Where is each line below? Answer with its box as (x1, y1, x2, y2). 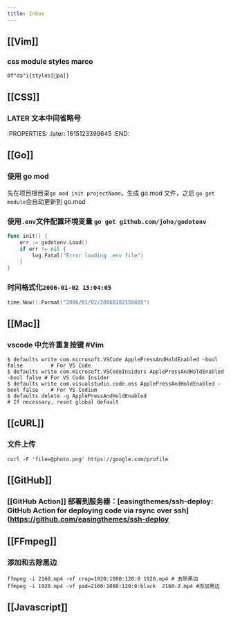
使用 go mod (7, 171, 50, 181)
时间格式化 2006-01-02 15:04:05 (7, 282, 112, 292)
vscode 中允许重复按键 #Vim (7, 340, 104, 350)
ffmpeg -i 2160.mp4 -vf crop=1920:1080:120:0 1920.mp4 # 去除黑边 (7, 575, 198, 583)
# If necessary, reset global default (7, 399, 119, 406)
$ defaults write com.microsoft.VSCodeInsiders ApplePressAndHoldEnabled (7, 368, 225, 375)
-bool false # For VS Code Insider (7, 374, 110, 381)
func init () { (7, 232, 48, 239)
